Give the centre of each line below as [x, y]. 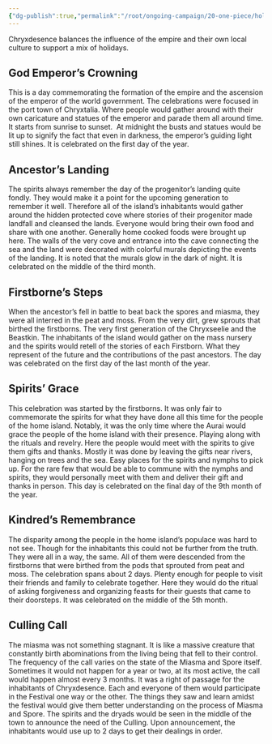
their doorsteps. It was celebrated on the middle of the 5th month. [118, 600]
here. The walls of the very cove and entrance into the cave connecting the [134, 241]
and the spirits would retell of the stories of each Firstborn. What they [124, 346]
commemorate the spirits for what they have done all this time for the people [136, 417]
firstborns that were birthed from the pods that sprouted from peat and [127, 565]
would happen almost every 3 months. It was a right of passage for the [126, 679]
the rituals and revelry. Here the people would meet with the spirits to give [132, 443]
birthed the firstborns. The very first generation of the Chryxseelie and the [132, 329]
